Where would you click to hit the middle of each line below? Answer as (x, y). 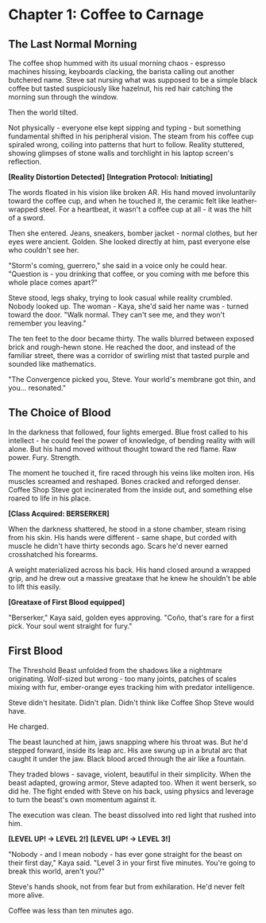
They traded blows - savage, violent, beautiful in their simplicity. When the (130, 774)
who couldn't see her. (44, 250)
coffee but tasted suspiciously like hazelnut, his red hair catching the (121, 88)
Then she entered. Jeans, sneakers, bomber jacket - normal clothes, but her (133, 233)
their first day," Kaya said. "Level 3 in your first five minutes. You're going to (132, 863)
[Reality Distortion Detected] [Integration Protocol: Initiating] (110, 177)
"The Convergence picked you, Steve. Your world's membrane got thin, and (132, 379)
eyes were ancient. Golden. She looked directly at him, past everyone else (129, 241)
